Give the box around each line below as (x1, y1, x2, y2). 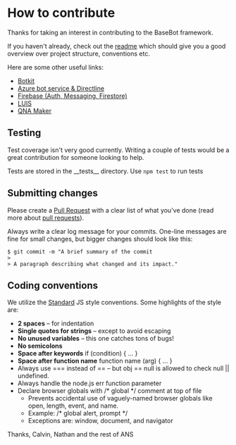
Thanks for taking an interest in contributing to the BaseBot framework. (7, 28, 213, 37)
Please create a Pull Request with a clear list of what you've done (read (7, 206, 214, 214)
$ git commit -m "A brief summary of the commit (7, 248, 153, 255)
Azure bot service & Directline (17, 84, 104, 92)
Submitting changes (7, 187, 99, 199)
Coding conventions (7, 280, 99, 292)
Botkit (17, 76, 35, 85)
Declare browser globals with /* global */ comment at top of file (17, 387, 202, 395)
